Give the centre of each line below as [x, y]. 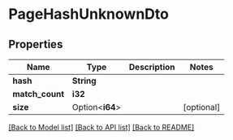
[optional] [202, 107]
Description [152, 67]
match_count [39, 94]
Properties [36, 44]
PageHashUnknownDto [88, 14]
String [84, 81]
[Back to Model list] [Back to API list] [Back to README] [101, 127]
